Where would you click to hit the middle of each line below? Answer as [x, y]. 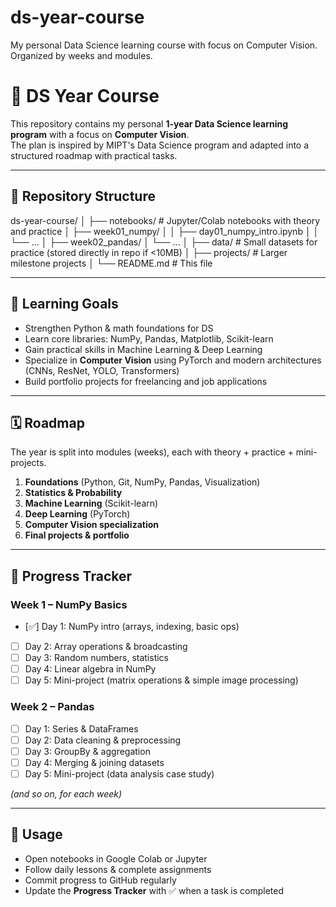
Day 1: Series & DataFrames [81, 728]
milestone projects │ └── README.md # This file [111, 263]
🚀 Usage [36, 834]
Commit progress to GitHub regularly [100, 880]
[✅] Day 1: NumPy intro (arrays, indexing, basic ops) [132, 626]
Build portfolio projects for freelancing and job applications [146, 381]
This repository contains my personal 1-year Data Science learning [149, 123]
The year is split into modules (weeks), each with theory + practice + [152, 452]
